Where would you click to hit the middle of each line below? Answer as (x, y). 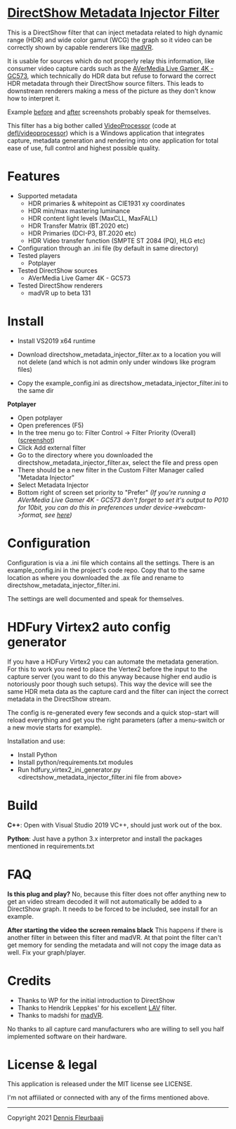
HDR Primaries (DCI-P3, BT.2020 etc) (82, 233)
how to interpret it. (34, 98)
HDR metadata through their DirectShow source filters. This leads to (106, 83)
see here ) (58, 515)
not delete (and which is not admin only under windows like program (117, 362)
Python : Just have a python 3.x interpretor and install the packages (105, 839)
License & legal (52, 1065)
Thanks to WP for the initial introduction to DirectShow (96, 1000)
